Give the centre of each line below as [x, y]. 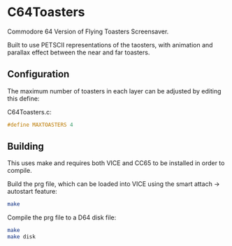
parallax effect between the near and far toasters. [79, 52]
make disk [22, 237]
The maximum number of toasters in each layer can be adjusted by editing [114, 91]
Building [26, 147]
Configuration [38, 74]
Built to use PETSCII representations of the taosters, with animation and [110, 45]
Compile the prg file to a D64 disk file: [62, 217]
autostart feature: [32, 192]
